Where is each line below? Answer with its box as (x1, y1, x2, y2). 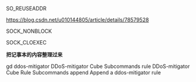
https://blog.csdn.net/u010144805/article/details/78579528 (6, 16, 149, 23)
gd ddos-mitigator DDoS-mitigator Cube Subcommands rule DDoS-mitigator (6, 63, 190, 70)
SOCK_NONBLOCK (6, 28, 52, 35)
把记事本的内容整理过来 (6, 51, 63, 58)
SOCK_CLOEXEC (6, 39, 47, 46)
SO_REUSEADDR (6, 5, 47, 12)
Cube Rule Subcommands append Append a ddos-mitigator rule (6, 69, 161, 76)
